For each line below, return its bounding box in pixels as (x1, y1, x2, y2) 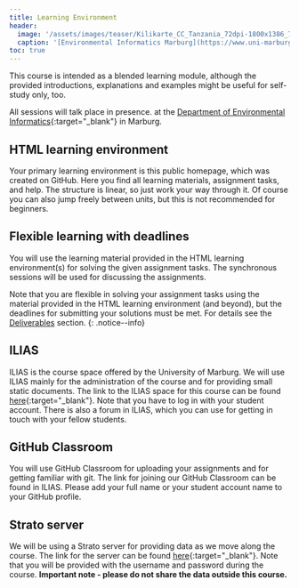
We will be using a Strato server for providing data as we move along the (9, 541, 276, 552)
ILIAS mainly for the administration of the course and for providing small (9, 375, 273, 387)
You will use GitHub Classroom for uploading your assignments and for (9, 463, 269, 474)
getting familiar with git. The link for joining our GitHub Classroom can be (9, 472, 277, 483)
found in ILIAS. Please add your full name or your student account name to (9, 482, 283, 493)
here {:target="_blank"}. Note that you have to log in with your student (9, 395, 264, 406)
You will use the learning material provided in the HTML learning (9, 253, 245, 263)
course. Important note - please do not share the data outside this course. (9, 569, 287, 580)
